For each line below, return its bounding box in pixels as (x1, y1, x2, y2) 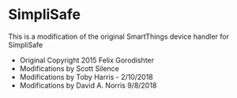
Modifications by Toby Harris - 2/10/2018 (19, 72, 154, 81)
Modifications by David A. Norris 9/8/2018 (19, 81, 157, 90)
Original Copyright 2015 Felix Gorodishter (19, 55, 155, 65)
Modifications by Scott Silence (19, 63, 120, 73)
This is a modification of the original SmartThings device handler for (8, 32, 230, 41)
